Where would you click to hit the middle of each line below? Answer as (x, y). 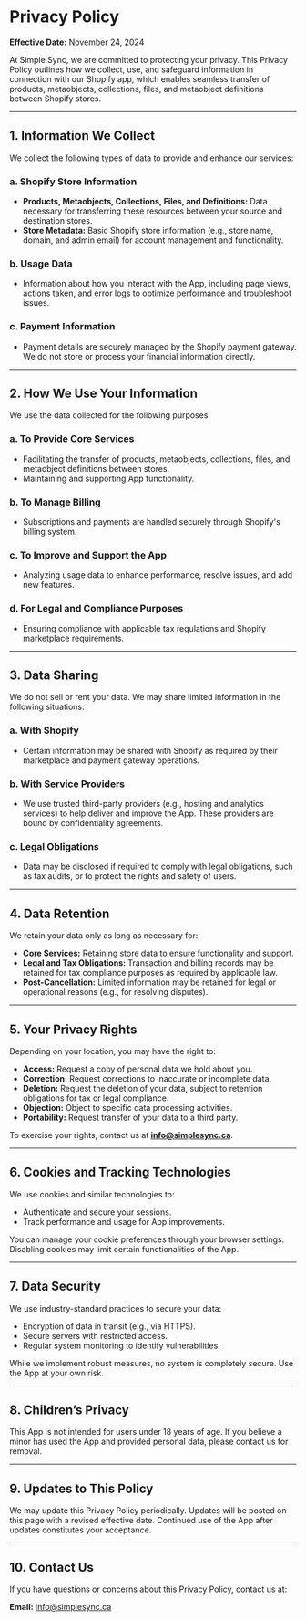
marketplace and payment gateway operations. (111, 760)
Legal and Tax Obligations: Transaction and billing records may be (148, 963)
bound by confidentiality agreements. (93, 823)
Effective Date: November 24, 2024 (77, 42)
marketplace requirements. (73, 638)
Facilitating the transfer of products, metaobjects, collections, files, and (156, 459)
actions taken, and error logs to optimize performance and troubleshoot (157, 293)
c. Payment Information (62, 327)
